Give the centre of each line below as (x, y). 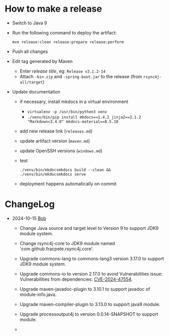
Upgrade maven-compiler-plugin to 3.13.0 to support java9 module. (90, 304)
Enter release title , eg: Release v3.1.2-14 (63, 71)
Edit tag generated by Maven (42, 61)
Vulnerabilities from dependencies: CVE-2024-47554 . (76, 279)
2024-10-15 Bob (29, 218)
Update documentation (36, 91)
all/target (31, 82)
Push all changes (30, 51)
